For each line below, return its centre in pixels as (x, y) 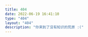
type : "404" (17, 18)
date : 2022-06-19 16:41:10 (32, 14)
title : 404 (16, 9)
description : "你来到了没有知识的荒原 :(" (44, 27)
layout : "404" (19, 23)
